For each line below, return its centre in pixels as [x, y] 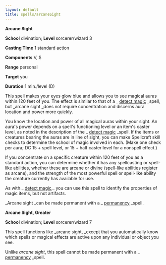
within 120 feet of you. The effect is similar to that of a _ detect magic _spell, [83, 101]
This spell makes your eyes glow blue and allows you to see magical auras [81, 96]
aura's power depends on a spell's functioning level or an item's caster [78, 127]
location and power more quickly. [39, 112]
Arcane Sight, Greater [28, 212]
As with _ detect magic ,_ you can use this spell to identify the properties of [81, 188]
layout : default [22, 10]
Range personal [22, 67]
